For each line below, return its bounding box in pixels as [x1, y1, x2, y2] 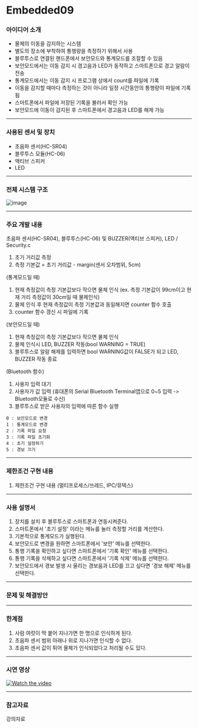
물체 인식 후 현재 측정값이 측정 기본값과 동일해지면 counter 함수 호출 [14, 301, 172, 308]
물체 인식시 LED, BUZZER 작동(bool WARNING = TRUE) [14, 341, 146, 348]
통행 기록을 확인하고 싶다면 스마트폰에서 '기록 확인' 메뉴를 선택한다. [14, 547, 169, 554]
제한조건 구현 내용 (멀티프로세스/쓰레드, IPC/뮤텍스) [14, 482, 134, 489]
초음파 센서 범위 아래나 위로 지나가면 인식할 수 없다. [14, 637, 133, 644]
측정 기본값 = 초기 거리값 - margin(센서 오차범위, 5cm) [14, 261, 141, 268]
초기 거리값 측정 [14, 254, 51, 261]
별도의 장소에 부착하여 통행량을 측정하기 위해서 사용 [14, 48, 133, 55]
